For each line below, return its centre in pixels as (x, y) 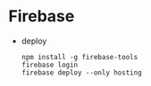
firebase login (50, 65)
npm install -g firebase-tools (80, 57)
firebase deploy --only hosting (81, 73)
